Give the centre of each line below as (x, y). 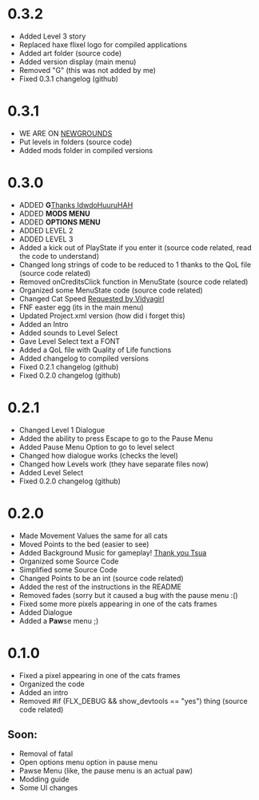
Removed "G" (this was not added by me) (88, 70)
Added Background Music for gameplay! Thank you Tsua (113, 552)
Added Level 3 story (52, 36)
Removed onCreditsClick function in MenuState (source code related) (133, 281)
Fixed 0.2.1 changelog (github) (69, 366)
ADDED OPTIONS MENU (60, 222)
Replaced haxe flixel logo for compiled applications (103, 44)
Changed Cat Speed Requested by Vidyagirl (92, 298)
